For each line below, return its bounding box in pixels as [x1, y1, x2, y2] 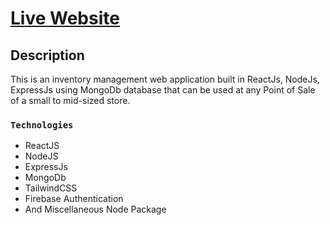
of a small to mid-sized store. [10, 95, 131, 106]
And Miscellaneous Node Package [24, 203, 167, 216]
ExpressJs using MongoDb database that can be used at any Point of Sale [10, 84, 316, 96]
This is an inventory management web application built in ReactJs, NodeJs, [10, 73, 320, 85]
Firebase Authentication [24, 193, 124, 205]
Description [10, 47, 85, 64]
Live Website [10, 7, 120, 30]
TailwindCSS [24, 182, 78, 194]
